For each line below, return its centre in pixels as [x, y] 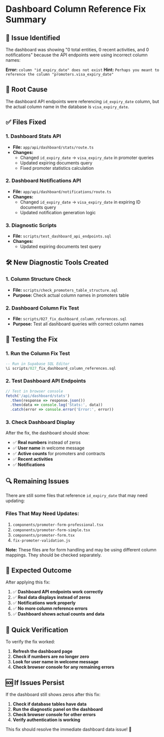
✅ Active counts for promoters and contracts [59, 454]
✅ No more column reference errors [50, 609]
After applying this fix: [28, 582]
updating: [15, 501]
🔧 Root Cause [27, 90]
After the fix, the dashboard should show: [48, 433]
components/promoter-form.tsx [44, 535]
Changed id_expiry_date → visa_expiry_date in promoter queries [87, 157]
